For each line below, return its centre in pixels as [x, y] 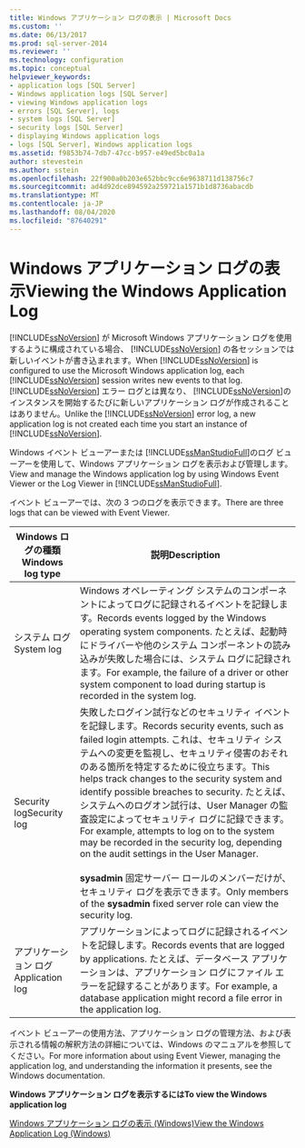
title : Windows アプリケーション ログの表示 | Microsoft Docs [120, 18]
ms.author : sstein [44, 170]
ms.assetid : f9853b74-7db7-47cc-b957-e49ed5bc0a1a [107, 153]
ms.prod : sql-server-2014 [58, 43]
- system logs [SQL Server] [63, 119]
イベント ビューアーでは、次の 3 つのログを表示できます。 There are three [147, 502]
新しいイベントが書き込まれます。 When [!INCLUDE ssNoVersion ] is [134, 360]
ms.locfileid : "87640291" [58, 220]
